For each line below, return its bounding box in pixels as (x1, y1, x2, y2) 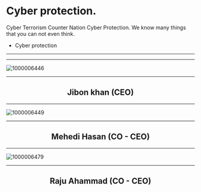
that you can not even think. (6, 30, 75, 37)
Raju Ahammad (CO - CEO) (50, 176, 151, 186)
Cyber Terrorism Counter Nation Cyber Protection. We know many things (6, 24, 187, 31)
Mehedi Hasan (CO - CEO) (51, 132, 150, 142)
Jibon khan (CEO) (67, 88, 134, 98)
